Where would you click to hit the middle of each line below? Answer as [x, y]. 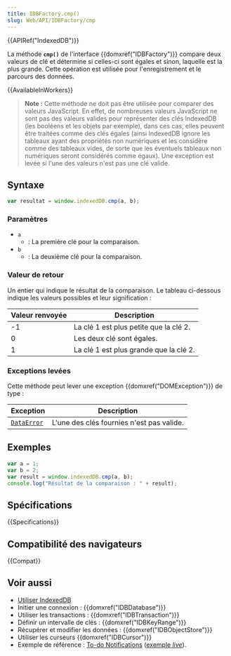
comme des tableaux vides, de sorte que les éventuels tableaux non [123, 148]
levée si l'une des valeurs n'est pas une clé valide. [97, 163]
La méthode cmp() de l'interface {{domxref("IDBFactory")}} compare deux [114, 54]
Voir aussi [29, 583]
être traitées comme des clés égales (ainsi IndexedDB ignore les [117, 133]
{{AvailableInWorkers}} [40, 90]
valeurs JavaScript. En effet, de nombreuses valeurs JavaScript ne [121, 111]
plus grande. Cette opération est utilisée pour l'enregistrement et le [104, 69]
